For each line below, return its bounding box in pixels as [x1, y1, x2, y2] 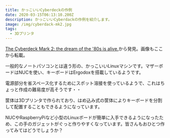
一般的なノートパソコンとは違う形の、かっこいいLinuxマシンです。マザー [5, 63, 159, 69]
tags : [5, 26, 17, 32]
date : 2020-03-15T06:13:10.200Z [5, 12, 74, 17]
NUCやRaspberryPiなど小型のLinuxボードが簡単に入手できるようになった [5, 115, 159, 120]
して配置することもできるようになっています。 [5, 104, 103, 109]
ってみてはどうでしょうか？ [5, 127, 64, 133]
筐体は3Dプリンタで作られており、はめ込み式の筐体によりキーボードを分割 [5, 97, 163, 103]
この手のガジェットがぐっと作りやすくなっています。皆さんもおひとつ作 [14, 121, 165, 127]
